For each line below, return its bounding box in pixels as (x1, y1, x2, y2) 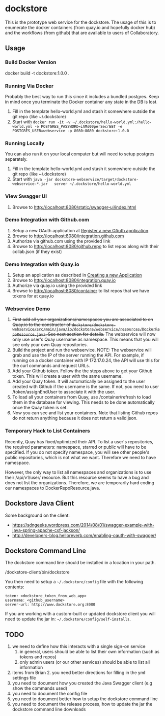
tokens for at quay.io (12, 293, 54, 299)
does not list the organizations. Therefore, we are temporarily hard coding (5, 479, 155, 486)
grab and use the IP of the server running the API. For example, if (12, 352, 144, 358)
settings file (12, 675, 36, 681)
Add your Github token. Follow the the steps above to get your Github (12, 368, 153, 374)
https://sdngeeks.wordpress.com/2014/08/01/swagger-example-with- (12, 522, 155, 528)
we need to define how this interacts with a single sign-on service (12, 644, 146, 649)
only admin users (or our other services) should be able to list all (19, 659, 150, 665)
